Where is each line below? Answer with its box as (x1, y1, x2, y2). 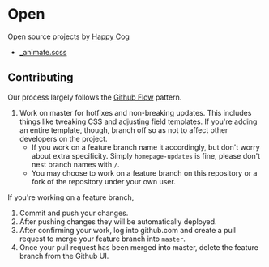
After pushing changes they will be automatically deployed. (19, 216, 217, 227)
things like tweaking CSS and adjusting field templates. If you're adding (19, 117, 258, 126)
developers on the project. (19, 133, 108, 143)
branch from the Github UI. (19, 251, 109, 261)
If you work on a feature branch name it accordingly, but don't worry (31, 142, 260, 152)
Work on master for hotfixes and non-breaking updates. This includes (19, 108, 252, 117)
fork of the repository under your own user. (31, 176, 176, 186)
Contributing (7, 70, 74, 85)
